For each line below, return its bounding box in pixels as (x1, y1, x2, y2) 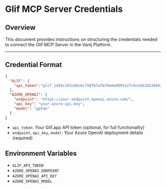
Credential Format (5, 61, 62, 69)
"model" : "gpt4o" (14, 106, 50, 111)
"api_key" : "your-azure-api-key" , (14, 102, 85, 107)
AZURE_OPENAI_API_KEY (12, 174, 57, 179)
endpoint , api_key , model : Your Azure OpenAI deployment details (12, 129, 143, 135)
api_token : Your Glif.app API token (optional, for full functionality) (12, 124, 145, 130)
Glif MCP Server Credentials (5, 3, 123, 15)
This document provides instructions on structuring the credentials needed (5, 36, 158, 42)
